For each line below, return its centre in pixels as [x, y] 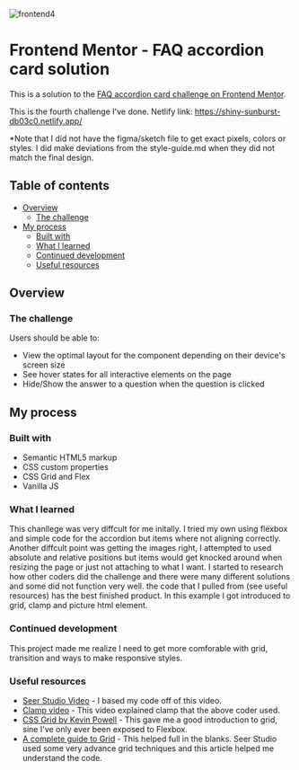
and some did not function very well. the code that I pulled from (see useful [149, 586]
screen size [44, 365]
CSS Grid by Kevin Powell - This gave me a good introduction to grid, [150, 720]
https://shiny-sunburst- [237, 111]
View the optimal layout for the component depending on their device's [154, 356]
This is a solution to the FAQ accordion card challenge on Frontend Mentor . [148, 93]
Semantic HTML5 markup [70, 457]
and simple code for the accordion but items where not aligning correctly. [145, 538]
